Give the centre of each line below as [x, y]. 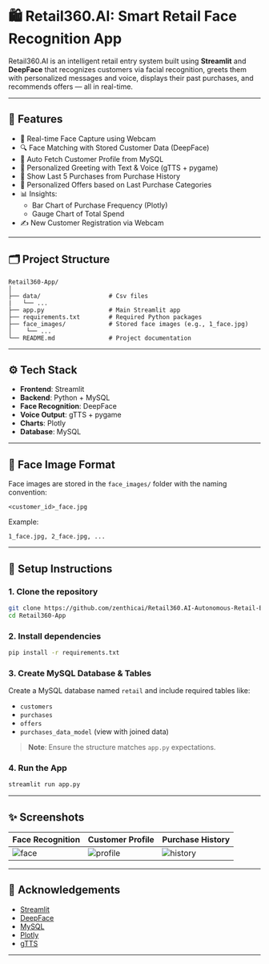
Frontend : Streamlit [52, 389]
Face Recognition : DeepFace [68, 406]
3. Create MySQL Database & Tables [80, 673]
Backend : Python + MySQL [65, 397]
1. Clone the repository [53, 591]
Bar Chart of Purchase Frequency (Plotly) [100, 205]
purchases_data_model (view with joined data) [94, 732]
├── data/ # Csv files [78, 296]
